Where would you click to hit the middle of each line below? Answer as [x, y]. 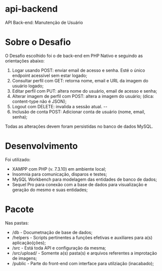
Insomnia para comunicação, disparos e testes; [59, 174]
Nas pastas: [17, 223]
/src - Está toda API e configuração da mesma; [59, 248]
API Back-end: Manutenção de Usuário [44, 22]
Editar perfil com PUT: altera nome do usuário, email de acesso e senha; [84, 91]
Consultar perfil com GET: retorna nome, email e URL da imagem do [80, 80]
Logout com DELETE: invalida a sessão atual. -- [60, 106]
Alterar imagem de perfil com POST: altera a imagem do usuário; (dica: [83, 96]
